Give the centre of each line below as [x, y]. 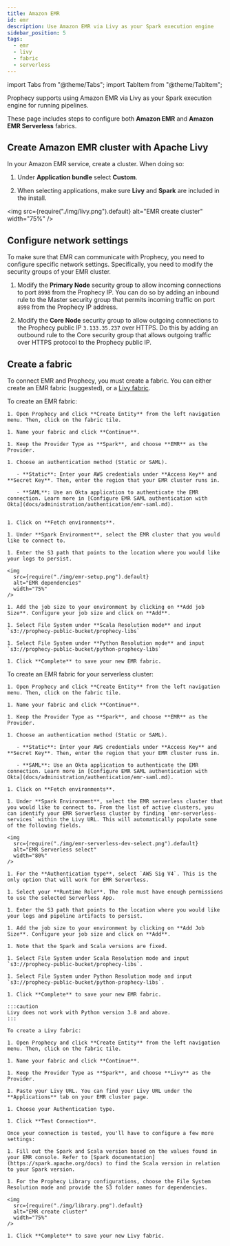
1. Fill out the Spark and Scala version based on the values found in [112, 1152]
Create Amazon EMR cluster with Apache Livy [108, 148]
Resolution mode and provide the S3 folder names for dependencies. [107, 1188]
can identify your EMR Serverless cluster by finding [86, 814]
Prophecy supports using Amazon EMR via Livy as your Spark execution [109, 98]
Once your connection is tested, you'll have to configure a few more [111, 1134]
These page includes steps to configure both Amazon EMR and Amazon [110, 119]
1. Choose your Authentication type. [61, 1109]
